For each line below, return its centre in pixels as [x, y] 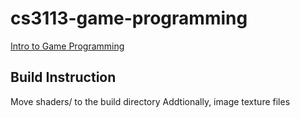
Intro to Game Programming [67, 46]
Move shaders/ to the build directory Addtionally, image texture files [150, 101]
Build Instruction [63, 77]
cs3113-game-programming [129, 18]
